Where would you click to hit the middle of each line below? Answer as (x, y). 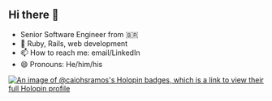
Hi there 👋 (34, 15)
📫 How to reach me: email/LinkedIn (80, 53)
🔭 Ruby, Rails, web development (74, 43)
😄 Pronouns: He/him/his (61, 64)
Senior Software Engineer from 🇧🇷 (79, 34)
